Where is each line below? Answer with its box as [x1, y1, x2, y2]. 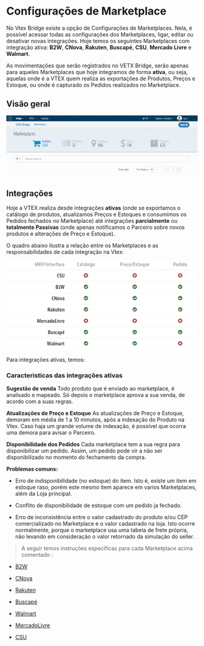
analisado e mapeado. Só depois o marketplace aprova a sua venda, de [6, 392, 185, 399]
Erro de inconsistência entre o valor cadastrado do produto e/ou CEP [15, 514, 188, 521]
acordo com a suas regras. [6, 398, 73, 405]
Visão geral [6, 99, 50, 109]
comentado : [21, 551, 53, 559]
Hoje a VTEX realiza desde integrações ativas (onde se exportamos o [6, 205, 181, 212]
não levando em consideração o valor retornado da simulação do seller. [15, 533, 195, 540]
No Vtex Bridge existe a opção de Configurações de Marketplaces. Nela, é [6, 24, 192, 32]
